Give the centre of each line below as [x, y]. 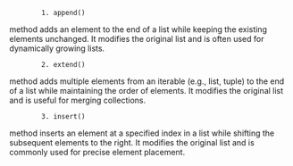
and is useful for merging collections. [77, 100]
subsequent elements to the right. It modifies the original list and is [132, 142]
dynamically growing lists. [57, 48]
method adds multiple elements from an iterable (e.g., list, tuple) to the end [147, 81]
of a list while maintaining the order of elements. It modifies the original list [146, 91]
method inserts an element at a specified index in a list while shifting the [142, 133]
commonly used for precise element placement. [97, 152]
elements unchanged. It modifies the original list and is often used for [137, 39]
